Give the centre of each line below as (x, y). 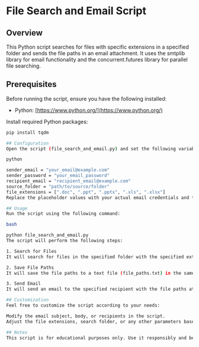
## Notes (17, 332)
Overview (25, 33)
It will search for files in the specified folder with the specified (95, 257)
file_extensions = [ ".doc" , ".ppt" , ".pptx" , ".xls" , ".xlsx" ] (86, 192)
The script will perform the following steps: (65, 241)
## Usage (17, 208)
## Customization (28, 300)
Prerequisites (31, 84)
